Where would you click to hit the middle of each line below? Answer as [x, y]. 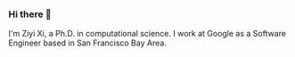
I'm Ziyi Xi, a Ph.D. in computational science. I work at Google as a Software [147, 34]
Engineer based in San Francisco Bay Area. [87, 43]
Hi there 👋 [30, 14]
